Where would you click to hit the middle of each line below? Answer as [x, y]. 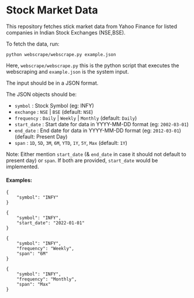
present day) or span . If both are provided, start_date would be [82, 160]
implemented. [22, 167]
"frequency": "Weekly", [46, 249]
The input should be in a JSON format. [52, 83]
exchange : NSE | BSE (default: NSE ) [54, 112]
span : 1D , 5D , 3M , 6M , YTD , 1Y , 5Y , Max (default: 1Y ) [71, 143]
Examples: [19, 180]
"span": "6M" [32, 254]
